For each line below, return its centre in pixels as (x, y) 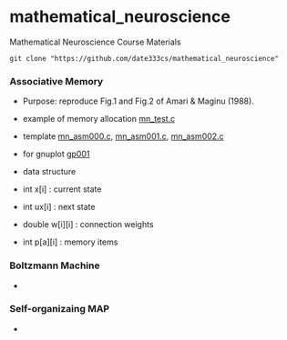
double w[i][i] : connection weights (88, 225)
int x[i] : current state (62, 189)
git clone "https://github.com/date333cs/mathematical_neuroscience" (144, 58)
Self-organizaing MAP (60, 309)
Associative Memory (56, 81)
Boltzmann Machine (55, 265)
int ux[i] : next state (59, 207)
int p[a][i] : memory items (70, 242)
